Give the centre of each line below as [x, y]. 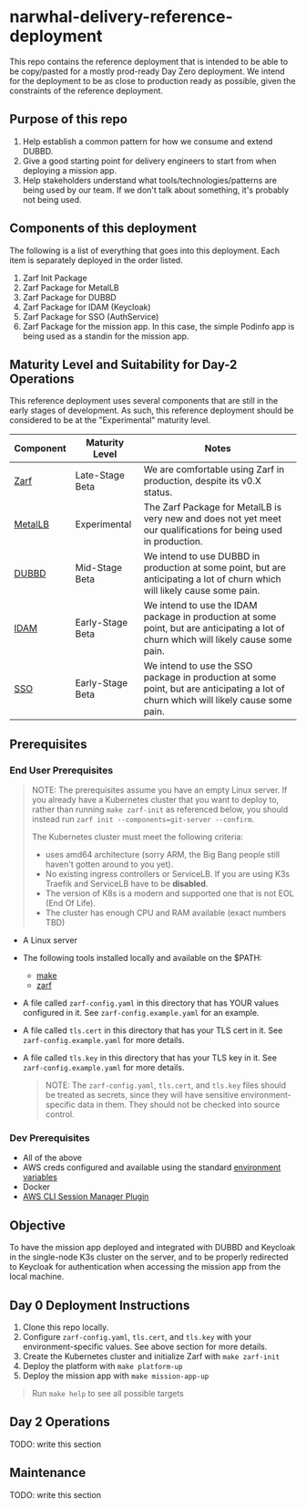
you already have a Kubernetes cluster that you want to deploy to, [155, 800]
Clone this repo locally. [66, 1327]
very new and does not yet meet [213, 519]
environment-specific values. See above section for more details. [145, 1346]
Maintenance [48, 1473]
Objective [38, 1225]
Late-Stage [100, 475]
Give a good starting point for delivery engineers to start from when [149, 161]
